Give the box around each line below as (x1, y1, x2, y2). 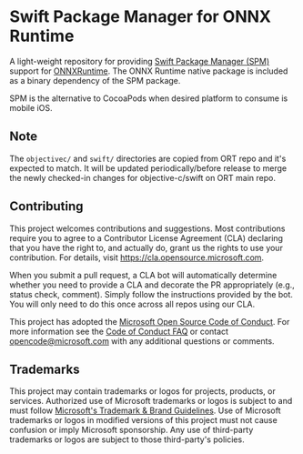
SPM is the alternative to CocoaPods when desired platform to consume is (9, 93, 288, 104)
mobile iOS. (9, 102, 53, 113)
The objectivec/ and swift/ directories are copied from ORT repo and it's (9, 153, 287, 164)
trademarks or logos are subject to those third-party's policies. (9, 434, 245, 445)
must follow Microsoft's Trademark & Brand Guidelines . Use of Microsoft (9, 405, 281, 416)
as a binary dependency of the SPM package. (9, 75, 181, 86)
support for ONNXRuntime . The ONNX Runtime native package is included (9, 66, 288, 76)
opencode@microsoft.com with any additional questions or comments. (9, 335, 275, 347)
